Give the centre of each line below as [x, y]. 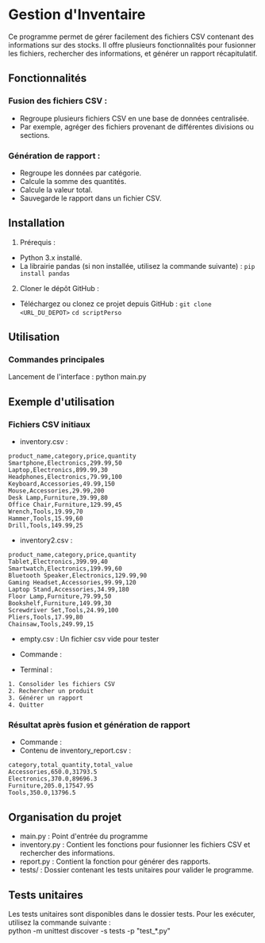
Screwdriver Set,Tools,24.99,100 [63, 611]
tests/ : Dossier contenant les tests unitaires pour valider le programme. [136, 870]
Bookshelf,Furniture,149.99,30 [60, 604]
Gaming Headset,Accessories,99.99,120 [72, 583]
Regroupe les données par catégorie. [81, 173]
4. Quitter [26, 705]
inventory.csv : [44, 442]
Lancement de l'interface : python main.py [77, 377]
